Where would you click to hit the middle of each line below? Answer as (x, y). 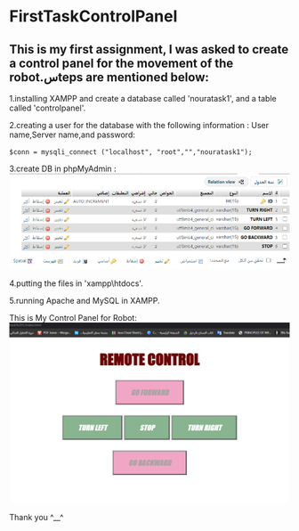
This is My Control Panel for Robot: (73, 318)
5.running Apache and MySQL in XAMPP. (85, 301)
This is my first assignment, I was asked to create (149, 49)
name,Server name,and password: (73, 135)
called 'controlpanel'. (48, 108)
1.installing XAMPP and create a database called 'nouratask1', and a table (143, 98)
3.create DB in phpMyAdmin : (63, 168)
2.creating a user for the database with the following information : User (139, 125)
